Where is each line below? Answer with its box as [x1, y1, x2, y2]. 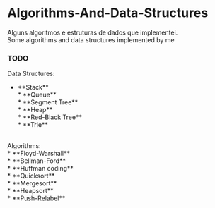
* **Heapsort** [7, 187, 54, 195]
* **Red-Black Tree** [17, 113, 83, 121]
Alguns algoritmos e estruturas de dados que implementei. [7, 28, 178, 37]
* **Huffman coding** [7, 164, 74, 173]
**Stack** [17, 83, 50, 92]
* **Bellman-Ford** [7, 157, 66, 165]
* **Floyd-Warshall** [7, 149, 71, 158]
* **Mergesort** [7, 179, 57, 188]
